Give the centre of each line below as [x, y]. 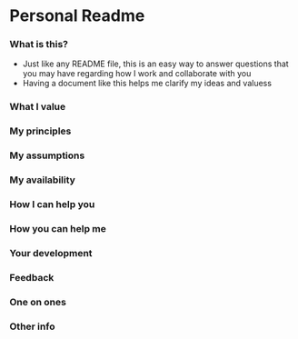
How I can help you [52, 204]
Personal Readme [77, 16]
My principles [40, 131]
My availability [42, 180]
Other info [32, 326]
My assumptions [47, 155]
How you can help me [58, 229]
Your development [51, 253]
